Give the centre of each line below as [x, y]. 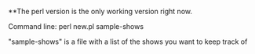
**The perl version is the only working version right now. [100, 11]
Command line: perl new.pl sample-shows [76, 26]
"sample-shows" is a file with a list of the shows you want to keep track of [128, 41]
